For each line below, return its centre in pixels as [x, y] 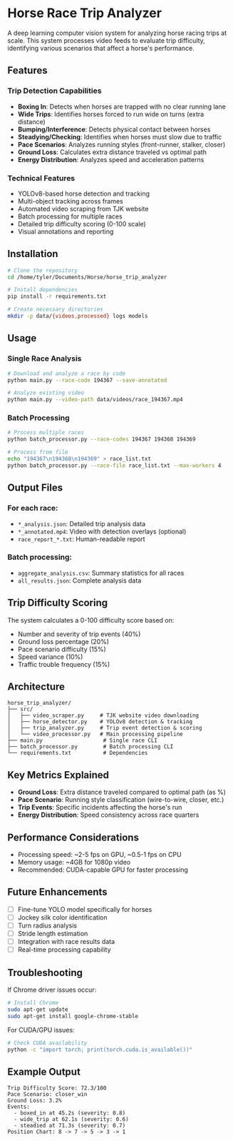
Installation [33, 254]
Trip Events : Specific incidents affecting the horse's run [100, 808]
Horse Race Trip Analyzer [85, 13]
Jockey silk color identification [62, 917]
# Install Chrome [33, 1003]
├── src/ [20, 709]
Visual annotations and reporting [66, 231]
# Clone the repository [43, 270]
